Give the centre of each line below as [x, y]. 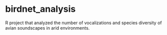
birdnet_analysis [40, 9]
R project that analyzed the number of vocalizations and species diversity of [83, 23]
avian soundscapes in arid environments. [47, 28]
